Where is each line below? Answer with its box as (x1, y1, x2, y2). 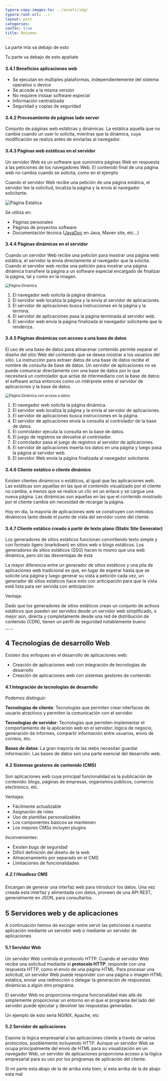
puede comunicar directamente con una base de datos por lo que (5, 368, 140, 374)
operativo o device (12, 82, 51, 88)
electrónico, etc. (5, 784, 39, 790)
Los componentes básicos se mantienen (12, 819, 96, 825)
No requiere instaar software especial (12, 93, 90, 99)
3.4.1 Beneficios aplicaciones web (5, 66, 77, 72)
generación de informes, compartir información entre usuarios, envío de (5, 730, 154, 736)
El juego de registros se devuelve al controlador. (12, 434, 112, 440)
